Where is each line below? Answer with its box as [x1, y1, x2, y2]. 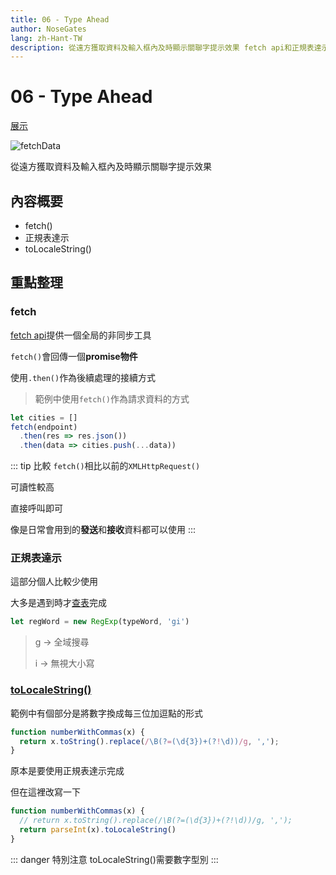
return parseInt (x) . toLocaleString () [19, 825, 177, 835]
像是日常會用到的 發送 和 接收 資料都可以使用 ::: [10, 524, 197, 536]
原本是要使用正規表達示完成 [10, 765, 125, 777]
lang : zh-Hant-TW [10, 33, 83, 43]
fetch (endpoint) [10, 422, 78, 432]
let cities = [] [10, 412, 78, 423]
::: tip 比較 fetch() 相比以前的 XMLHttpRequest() [10, 460, 201, 472]
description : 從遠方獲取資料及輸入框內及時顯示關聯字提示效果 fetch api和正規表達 [10, 42, 322, 53]
